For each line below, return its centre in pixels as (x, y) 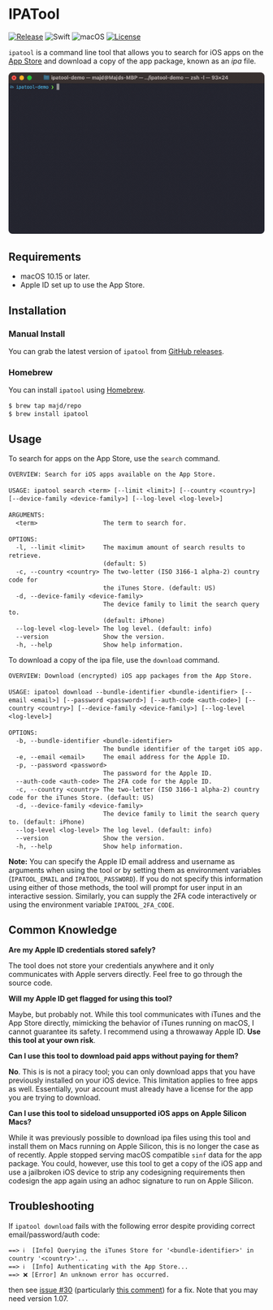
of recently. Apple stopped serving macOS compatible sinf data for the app (135, 1155)
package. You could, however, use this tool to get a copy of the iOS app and (135, 1163)
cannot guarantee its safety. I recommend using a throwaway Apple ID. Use (135, 1031)
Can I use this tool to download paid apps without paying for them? (123, 1056)
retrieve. (25, 556)
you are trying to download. (54, 1097)
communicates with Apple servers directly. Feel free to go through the (126, 974)
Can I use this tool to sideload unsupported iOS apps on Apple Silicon (128, 1113)
